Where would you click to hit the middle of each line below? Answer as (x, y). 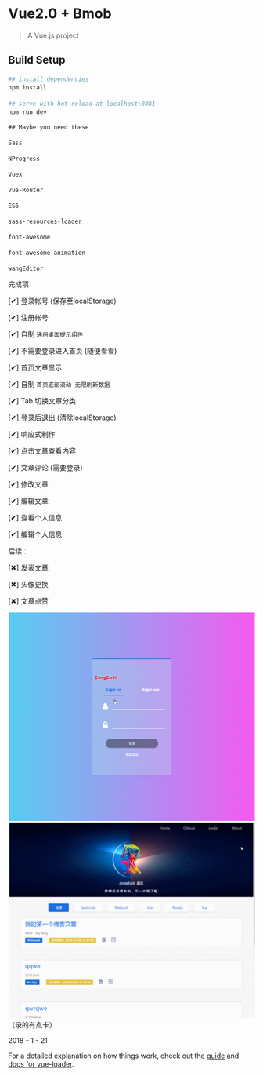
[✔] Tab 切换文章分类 (42, 401)
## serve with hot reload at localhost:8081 (82, 104)
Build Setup (37, 60)
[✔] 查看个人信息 (35, 518)
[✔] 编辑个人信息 (35, 534)
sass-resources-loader (45, 222)
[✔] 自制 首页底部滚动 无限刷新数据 (59, 385)
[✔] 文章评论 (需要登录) (46, 468)
